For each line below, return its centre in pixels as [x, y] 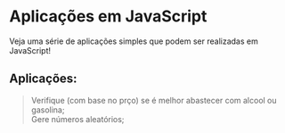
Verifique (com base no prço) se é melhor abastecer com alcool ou [154, 100]
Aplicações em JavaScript [108, 17]
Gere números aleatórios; [77, 119]
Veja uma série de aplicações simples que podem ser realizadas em [134, 41]
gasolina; [48, 110]
